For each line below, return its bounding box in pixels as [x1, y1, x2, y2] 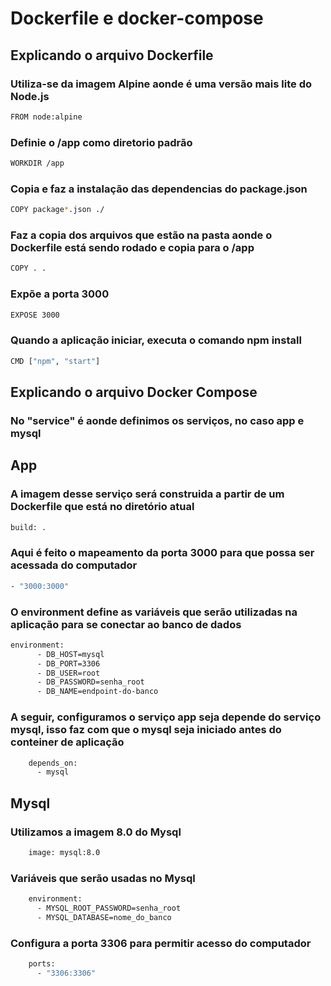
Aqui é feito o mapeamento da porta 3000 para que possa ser [10, 546, 315, 560]
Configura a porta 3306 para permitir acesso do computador [10, 936, 312, 950]
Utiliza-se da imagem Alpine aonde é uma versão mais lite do [10, 77, 312, 91]
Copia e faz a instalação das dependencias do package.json [10, 182, 308, 196]
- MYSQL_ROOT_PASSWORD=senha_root [36, 903, 182, 913]
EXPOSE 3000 [10, 310, 60, 320]
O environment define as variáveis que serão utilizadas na [10, 605, 298, 619]
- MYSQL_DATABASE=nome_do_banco [36, 912, 172, 922]
